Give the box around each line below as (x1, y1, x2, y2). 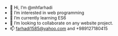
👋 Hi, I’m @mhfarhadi (9, 5, 53, 10)
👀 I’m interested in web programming (9, 10, 85, 16)
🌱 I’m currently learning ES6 (9, 15, 66, 20)
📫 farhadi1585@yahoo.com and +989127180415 (9, 26, 108, 31)
